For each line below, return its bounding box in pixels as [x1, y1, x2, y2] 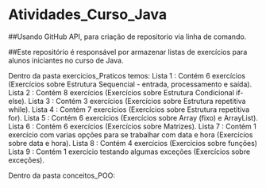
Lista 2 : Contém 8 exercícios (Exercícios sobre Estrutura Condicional [8, 87, 234, 97]
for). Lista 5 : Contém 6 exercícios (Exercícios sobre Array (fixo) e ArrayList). [8, 113, 258, 122]
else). [8, 96, 27, 106]
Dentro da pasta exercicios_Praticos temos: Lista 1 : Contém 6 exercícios [8, 71, 246, 80]
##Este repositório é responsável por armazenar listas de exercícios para [8, 47, 248, 56]
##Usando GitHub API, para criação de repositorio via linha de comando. [8, 32, 247, 41]
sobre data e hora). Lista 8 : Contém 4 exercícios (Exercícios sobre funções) [8, 138, 258, 148]
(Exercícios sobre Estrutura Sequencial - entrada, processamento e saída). [8, 79, 253, 89]
